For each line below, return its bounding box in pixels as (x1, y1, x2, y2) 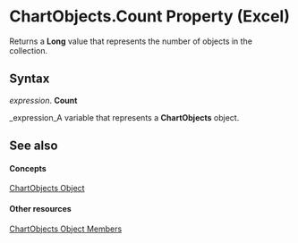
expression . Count (9, 95, 78, 105)
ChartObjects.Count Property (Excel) (9, 6, 291, 27)
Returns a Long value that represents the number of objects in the (9, 36, 253, 46)
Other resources (9, 203, 72, 214)
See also (9, 138, 58, 154)
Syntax (9, 71, 50, 87)
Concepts (9, 163, 47, 173)
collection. (9, 45, 48, 55)
